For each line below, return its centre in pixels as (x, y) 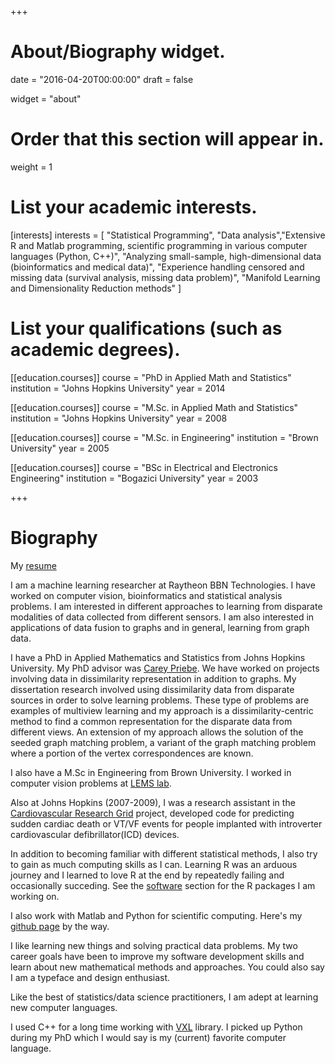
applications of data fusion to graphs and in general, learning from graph (160, 627)
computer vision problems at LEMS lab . (91, 783)
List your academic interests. (134, 207)
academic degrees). (95, 350)
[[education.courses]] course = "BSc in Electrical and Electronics (144, 467)
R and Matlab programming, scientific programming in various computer (159, 245)
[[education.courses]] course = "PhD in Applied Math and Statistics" (151, 377)
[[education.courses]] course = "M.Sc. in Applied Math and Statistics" (154, 407)
